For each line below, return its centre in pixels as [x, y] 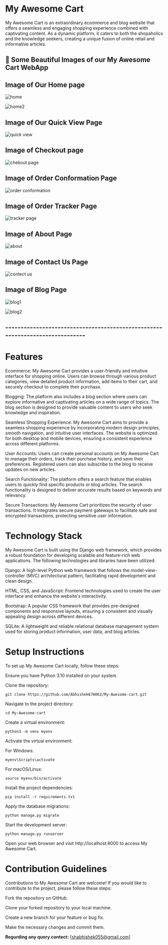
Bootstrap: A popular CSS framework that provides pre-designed [72, 606]
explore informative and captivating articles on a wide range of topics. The [82, 402]
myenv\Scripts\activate [30, 760]
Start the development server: [36, 825]
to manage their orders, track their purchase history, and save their [74, 459]
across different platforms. [33, 444]
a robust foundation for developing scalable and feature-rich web [73, 555]
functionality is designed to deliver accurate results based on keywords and [83, 490]
